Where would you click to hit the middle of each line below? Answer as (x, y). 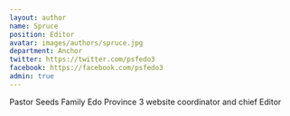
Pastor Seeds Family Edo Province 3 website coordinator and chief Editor (145, 102)
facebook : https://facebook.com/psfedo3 (87, 68)
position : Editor (42, 34)
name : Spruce (34, 26)
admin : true (32, 76)
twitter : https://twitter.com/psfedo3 (82, 59)
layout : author (38, 18)
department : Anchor (46, 51)
